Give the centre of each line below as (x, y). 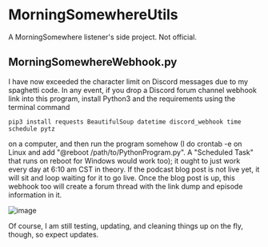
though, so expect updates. (54, 234)
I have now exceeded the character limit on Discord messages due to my (128, 81)
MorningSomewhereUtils (93, 15)
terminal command (39, 107)
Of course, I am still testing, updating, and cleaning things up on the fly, (126, 225)
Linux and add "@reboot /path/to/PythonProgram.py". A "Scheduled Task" (131, 152)
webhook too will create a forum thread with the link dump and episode (126, 186)
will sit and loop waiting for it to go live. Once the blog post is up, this (122, 177)
